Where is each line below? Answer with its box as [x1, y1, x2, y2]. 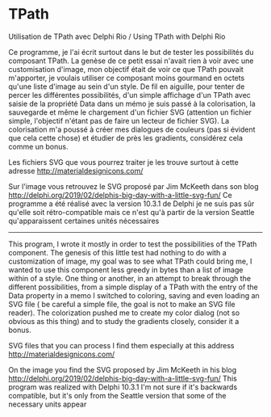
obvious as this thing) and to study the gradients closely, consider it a [8, 316, 240, 326]
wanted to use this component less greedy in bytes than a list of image [8, 264, 244, 275]
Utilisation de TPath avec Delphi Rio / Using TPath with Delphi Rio [8, 32, 226, 41]
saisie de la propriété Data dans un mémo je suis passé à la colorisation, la [8, 99, 256, 108]
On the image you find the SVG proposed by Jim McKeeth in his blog [8, 364, 237, 374]
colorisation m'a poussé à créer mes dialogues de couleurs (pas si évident [8, 124, 256, 134]
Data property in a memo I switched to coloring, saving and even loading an [8, 290, 260, 300]
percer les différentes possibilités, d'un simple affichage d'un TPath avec [8, 90, 252, 99]
